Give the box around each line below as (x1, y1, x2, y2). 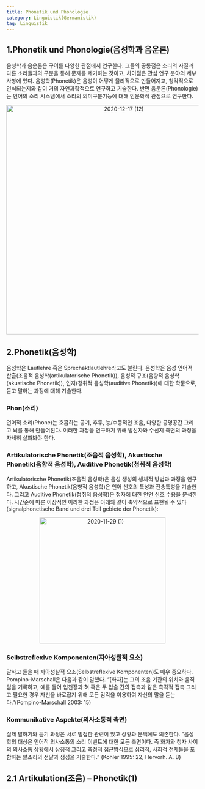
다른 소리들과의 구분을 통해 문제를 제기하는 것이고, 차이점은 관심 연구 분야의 (6, 70, 185, 77)
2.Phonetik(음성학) (6, 347, 77, 357)
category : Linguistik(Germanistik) (6, 15, 97, 21)
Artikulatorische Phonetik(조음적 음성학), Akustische (6, 451, 163, 459)
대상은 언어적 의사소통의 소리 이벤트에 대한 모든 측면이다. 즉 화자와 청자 (17, 738, 187, 746)
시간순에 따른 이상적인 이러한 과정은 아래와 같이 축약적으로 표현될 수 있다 (14, 498, 187, 505)
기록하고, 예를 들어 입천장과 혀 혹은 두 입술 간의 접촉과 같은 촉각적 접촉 (17, 683, 185, 691)
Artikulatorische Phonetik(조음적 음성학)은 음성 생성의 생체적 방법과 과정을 (6, 475, 186, 483)
